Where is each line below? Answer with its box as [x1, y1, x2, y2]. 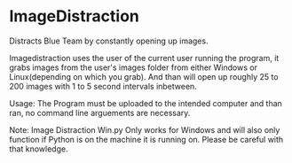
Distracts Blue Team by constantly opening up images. [9, 35, 209, 46]
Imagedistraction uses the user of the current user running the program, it [9, 52, 280, 63]
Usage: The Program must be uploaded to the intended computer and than [9, 97, 282, 108]
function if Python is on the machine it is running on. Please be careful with [9, 134, 284, 144]
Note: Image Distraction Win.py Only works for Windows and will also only [9, 124, 280, 135]
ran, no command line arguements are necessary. [9, 107, 191, 118]
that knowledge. [9, 144, 68, 154]
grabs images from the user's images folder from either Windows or [9, 62, 257, 73]
